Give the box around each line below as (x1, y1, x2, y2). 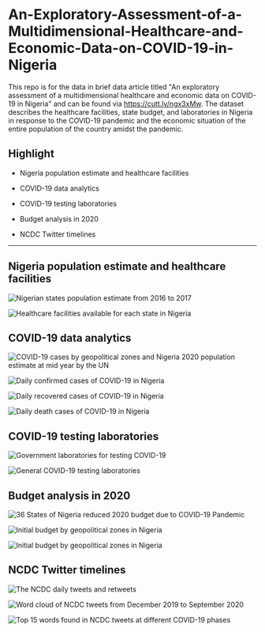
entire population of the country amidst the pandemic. (8, 124, 184, 134)
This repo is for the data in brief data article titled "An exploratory (8, 81, 220, 92)
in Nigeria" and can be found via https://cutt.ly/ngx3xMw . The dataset (17, 99, 244, 108)
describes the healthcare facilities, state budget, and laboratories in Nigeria (8, 107, 253, 116)
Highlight (8, 147, 55, 161)
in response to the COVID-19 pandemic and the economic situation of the (8, 115, 246, 125)
